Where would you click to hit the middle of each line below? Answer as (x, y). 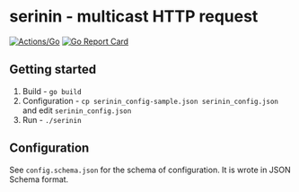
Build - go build (52, 91)
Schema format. (39, 179)
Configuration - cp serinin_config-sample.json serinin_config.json (150, 100)
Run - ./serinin (52, 119)
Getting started (53, 70)
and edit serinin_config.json (77, 110)
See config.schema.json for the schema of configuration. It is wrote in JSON (150, 170)
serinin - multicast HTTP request (134, 17)
